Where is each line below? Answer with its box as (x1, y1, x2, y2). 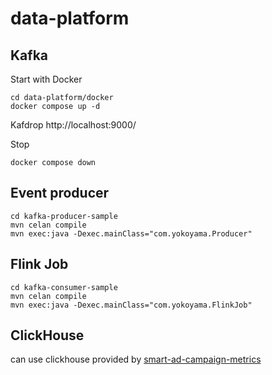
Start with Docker (10, 73, 83, 85)
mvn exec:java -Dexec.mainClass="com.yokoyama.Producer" (10, 228, 253, 239)
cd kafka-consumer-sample (10, 282, 118, 292)
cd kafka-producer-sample (10, 211, 118, 221)
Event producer (10, 185, 110, 202)
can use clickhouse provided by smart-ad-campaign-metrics (10, 353, 262, 366)
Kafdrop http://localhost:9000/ (10, 119, 137, 131)
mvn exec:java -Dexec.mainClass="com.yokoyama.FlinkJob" (10, 300, 253, 310)
